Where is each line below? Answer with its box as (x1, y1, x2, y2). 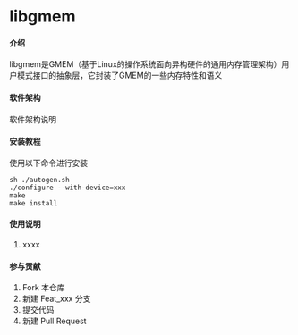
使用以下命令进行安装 (9, 157, 88, 168)
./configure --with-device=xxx (9, 183, 126, 192)
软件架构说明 (9, 113, 56, 124)
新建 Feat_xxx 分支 (21, 293, 91, 305)
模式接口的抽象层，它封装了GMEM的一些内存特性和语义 (16, 70, 223, 81)
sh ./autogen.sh (9, 175, 70, 184)
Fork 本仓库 (21, 282, 65, 293)
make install (9, 198, 58, 207)
